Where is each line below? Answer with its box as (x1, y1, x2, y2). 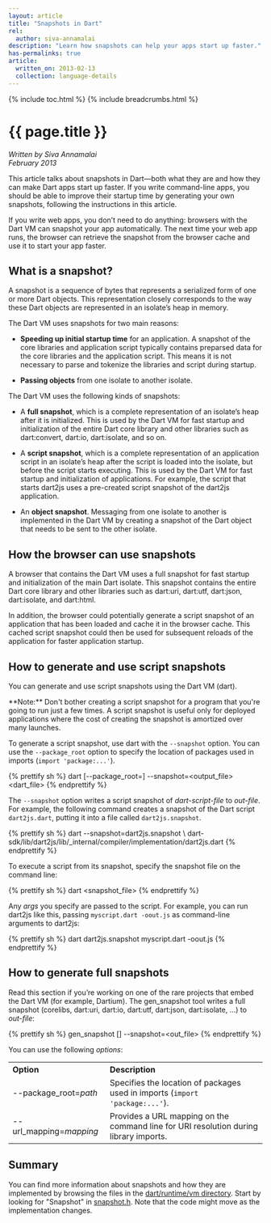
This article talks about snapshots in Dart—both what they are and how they (8, 173, 261, 183)
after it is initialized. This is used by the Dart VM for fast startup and (19, 416, 244, 425)
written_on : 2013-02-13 (15, 65, 95, 73)
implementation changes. (8, 1205, 93, 1215)
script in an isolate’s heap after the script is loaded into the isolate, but (19, 457, 253, 467)
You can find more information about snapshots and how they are (8, 1179, 227, 1189)
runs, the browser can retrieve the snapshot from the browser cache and (8, 232, 250, 242)
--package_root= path (12, 1087, 98, 1098)
